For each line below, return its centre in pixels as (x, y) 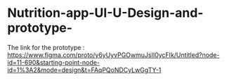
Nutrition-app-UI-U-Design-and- (105, 13)
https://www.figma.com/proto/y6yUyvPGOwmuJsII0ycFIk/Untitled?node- (113, 55)
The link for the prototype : (46, 47)
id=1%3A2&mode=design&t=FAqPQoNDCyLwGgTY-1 (84, 70)
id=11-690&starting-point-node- (54, 62)
